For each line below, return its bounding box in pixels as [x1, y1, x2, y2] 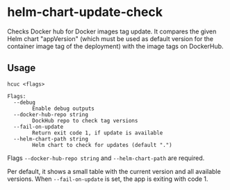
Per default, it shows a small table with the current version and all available [7, 167, 221, 175]
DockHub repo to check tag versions [32, 117, 138, 124]
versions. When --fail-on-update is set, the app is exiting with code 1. [7, 175, 208, 183]
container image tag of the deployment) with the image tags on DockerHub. [7, 42, 224, 50]
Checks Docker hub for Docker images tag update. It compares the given [7, 27, 217, 35]
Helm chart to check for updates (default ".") [32, 141, 172, 148]
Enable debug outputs [32, 105, 95, 112]
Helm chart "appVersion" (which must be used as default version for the [7, 34, 214, 42]
